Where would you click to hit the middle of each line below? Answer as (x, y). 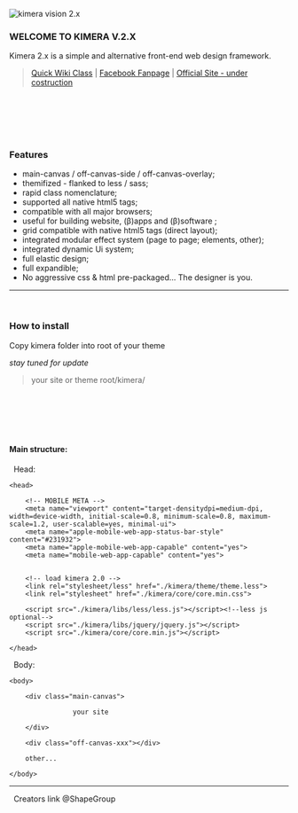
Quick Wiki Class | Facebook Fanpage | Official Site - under (139, 73)
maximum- (255, 516)
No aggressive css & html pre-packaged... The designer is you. (137, 278)
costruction (52, 82)
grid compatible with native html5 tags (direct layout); (120, 231)
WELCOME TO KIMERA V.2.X (73, 36)
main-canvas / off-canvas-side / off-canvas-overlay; (118, 174)
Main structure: (39, 449)
